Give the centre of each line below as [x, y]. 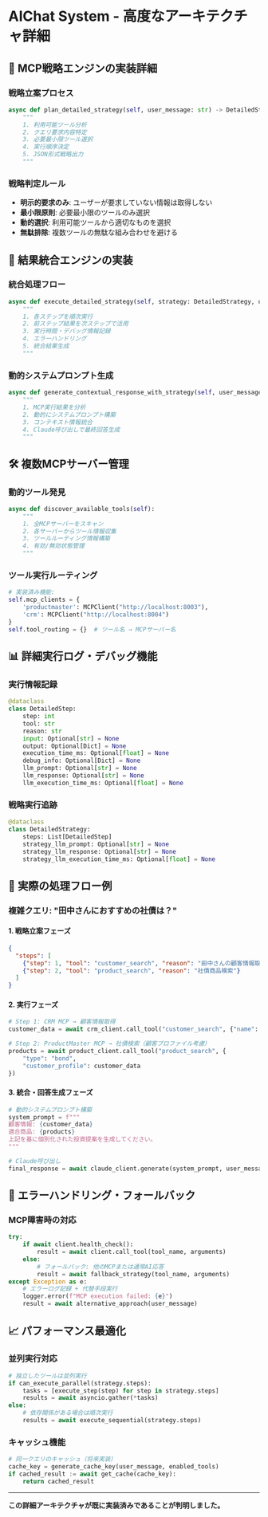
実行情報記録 [33, 684]
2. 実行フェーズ [33, 1004]
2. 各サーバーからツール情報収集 [70, 531]
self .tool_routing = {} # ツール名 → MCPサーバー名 [93, 629]
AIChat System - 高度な [87, 16]
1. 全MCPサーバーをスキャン [63, 524]
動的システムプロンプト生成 [61, 375]
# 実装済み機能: [32, 592]
